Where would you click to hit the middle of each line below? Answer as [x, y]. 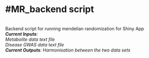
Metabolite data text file [30, 39]
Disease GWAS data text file [35, 44]
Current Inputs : [21, 34]
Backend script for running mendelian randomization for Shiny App [75, 28]
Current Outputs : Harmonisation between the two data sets [68, 50]
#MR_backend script [50, 9]
